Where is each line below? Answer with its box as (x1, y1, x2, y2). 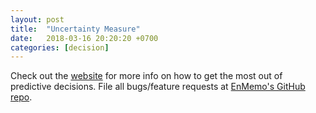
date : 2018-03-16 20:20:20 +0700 (10, 33, 159, 43)
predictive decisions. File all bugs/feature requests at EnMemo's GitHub (10, 81, 306, 93)
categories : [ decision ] (10, 42, 110, 53)
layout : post (10, 14, 65, 25)
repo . (10, 91, 33, 103)
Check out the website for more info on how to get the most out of (10, 70, 283, 82)
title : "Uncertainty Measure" (10, 24, 141, 34)
